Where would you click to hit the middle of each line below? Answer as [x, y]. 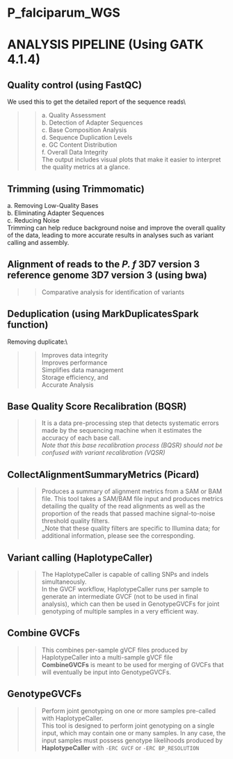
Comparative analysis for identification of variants [113, 292]
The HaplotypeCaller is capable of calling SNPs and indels [125, 575]
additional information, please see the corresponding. [118, 536]
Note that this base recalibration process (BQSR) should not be [132, 445]
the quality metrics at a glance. [86, 167]
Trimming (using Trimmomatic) [76, 189]
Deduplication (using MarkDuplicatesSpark [103, 314]
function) [28, 325]
